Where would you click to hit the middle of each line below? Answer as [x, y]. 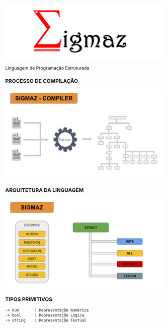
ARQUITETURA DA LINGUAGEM [45, 190]
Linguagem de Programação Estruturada [47, 68]
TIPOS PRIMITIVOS [29, 299]
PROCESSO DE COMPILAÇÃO [42, 81]
